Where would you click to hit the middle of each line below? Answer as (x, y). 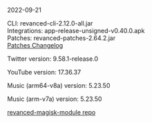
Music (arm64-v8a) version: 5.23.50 (59, 85)
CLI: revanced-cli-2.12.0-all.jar (50, 23)
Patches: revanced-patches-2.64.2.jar (61, 38)
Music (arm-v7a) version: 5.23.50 (55, 99)
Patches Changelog (35, 45)
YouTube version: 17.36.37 (44, 72)
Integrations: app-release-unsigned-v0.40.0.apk (76, 31)
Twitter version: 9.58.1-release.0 (53, 59)
